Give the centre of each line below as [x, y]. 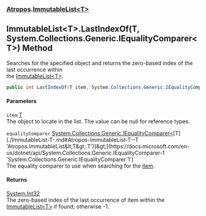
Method [38, 48]
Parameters [21, 101]
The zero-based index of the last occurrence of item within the [86, 200]
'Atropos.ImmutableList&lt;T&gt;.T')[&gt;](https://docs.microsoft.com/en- [98, 146]
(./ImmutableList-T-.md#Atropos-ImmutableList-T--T [73, 139]
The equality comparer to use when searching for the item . [81, 166]
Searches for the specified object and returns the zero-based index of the [100, 63]
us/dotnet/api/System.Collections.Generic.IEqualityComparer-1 [86, 153]
